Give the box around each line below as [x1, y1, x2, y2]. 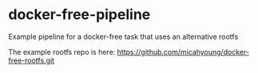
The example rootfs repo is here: [8, 47, 116, 56]
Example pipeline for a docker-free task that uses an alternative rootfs [8, 32, 239, 41]
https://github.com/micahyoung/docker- [117, 47, 250, 56]
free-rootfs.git [8, 56, 54, 65]
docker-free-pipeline [8, 6, 151, 24]
